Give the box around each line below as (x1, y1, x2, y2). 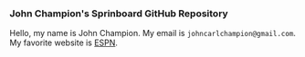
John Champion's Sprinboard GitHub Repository (9, 7, 228, 20)
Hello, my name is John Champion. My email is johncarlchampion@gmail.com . (9, 28, 297, 39)
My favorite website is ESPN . (9, 37, 119, 48)
